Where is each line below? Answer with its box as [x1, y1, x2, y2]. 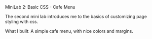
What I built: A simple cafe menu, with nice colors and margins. [5, 28, 133, 34]
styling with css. [5, 19, 38, 24]
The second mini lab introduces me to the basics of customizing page [5, 14, 147, 19]
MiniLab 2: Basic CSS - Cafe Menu [5, 4, 76, 10]
